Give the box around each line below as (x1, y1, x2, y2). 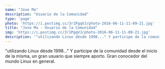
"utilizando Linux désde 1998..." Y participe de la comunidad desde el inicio (5, 47, 158, 54)
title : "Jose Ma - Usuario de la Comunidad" (5, 25, 98, 30)
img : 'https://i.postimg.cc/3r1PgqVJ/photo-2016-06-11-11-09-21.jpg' (5, 30, 151, 35)
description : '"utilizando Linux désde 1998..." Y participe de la (5, 35, 146, 40)
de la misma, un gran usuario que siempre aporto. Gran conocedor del (5, 53, 147, 59)
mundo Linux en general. (5, 58, 55, 64)
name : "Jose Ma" (5, 7, 38, 12)
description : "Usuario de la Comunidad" (5, 12, 89, 17)
